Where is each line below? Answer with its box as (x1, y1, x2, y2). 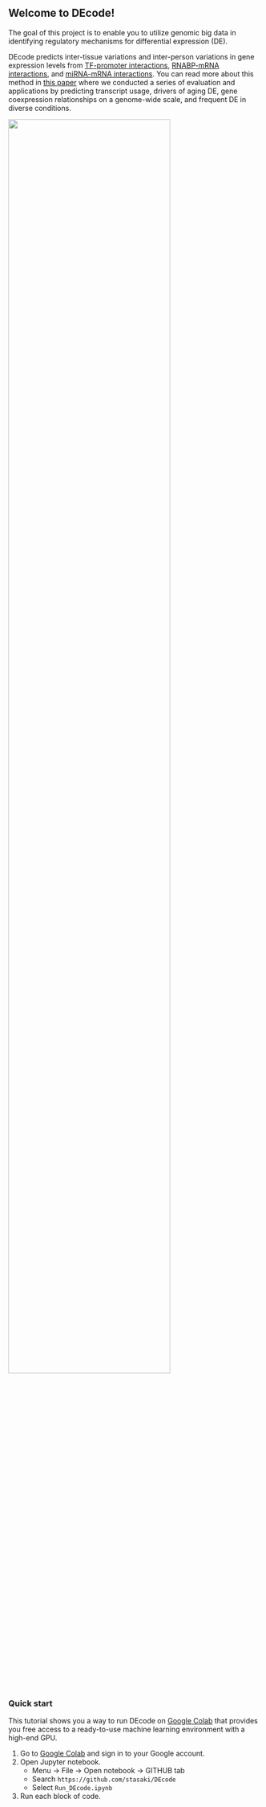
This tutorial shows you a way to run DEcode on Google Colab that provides (8, 1716, 259, 1726)
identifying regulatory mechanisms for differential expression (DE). (8, 36, 228, 46)
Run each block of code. (19, 1792, 102, 1801)
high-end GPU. (8, 1733, 58, 1743)
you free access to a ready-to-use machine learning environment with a (8, 1724, 246, 1735)
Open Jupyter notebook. (19, 1757, 102, 1767)
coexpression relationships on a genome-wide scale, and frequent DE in (8, 94, 247, 104)
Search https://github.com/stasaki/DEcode (31, 1774, 176, 1784)
